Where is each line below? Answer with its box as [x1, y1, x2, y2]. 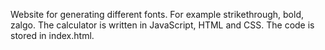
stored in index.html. [10, 30, 95, 41]
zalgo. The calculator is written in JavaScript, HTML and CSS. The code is [10, 19, 315, 31]
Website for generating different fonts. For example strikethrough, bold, [10, 9, 305, 20]
